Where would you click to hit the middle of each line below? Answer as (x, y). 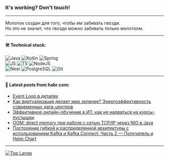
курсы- (147, 112)
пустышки (23, 117)
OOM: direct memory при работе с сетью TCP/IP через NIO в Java (83, 122)
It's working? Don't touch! (38, 8)
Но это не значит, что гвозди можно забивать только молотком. (74, 29)
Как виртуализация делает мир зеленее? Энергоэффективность (82, 101)
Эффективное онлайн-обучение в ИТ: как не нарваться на (75, 112)
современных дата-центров (43, 106)
